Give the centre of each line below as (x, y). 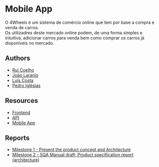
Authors (18, 58)
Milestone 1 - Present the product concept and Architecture (71, 150)
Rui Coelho (23, 70)
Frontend (21, 112)
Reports (17, 138)
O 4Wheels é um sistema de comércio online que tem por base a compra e (80, 22)
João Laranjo (25, 75)
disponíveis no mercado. (30, 43)
